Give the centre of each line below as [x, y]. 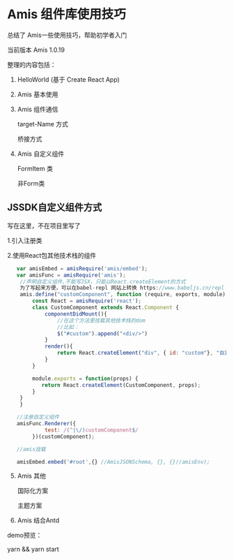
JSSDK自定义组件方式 [55, 208]
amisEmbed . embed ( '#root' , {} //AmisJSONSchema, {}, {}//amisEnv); [113, 462]
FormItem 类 [35, 168]
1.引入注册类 [25, 240]
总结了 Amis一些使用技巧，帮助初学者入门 [67, 35]
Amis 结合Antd [38, 520]
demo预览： [25, 536]
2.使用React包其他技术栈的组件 [52, 255]
